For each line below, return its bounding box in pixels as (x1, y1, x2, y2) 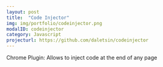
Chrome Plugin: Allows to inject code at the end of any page (6, 54, 158, 61)
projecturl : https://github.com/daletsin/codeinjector (6, 37, 149, 43)
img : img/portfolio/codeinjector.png (6, 20, 103, 26)
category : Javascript (6, 32, 62, 38)
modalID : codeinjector (6, 26, 64, 32)
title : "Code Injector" (6, 15, 70, 21)
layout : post (6, 9, 40, 15)
